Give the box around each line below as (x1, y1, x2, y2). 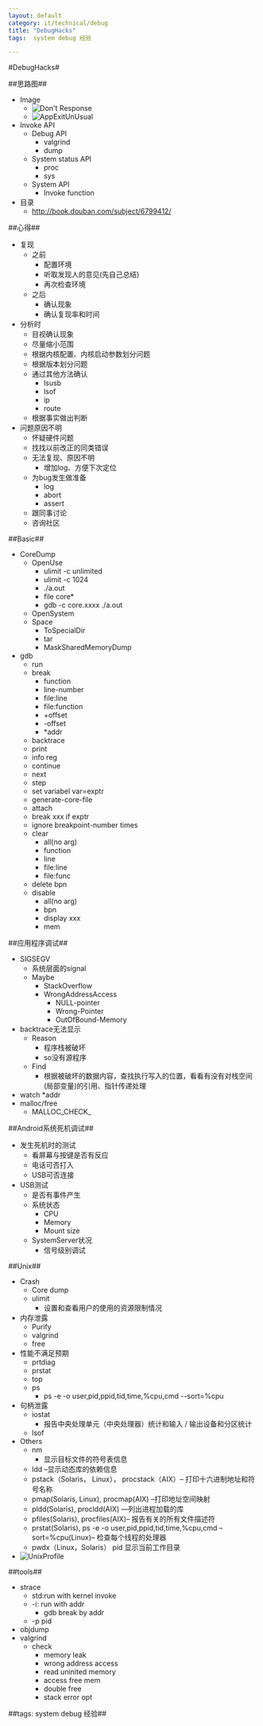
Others (19, 1437, 43, 1446)
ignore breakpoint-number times (31, 820, 138, 830)
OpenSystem (31, 609, 75, 618)
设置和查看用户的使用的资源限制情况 (43, 1303, 163, 1313)
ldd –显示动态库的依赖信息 (31, 1465, 118, 1474)
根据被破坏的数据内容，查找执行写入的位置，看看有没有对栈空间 (43, 1071, 253, 1081)
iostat (31, 1410, 50, 1419)
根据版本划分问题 (31, 359, 88, 369)
